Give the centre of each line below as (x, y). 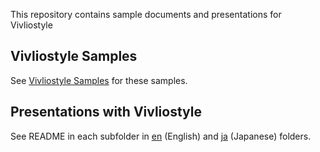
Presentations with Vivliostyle (106, 112)
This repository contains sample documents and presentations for (146, 14)
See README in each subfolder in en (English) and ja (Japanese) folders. (161, 136)
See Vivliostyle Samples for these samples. (99, 80)
